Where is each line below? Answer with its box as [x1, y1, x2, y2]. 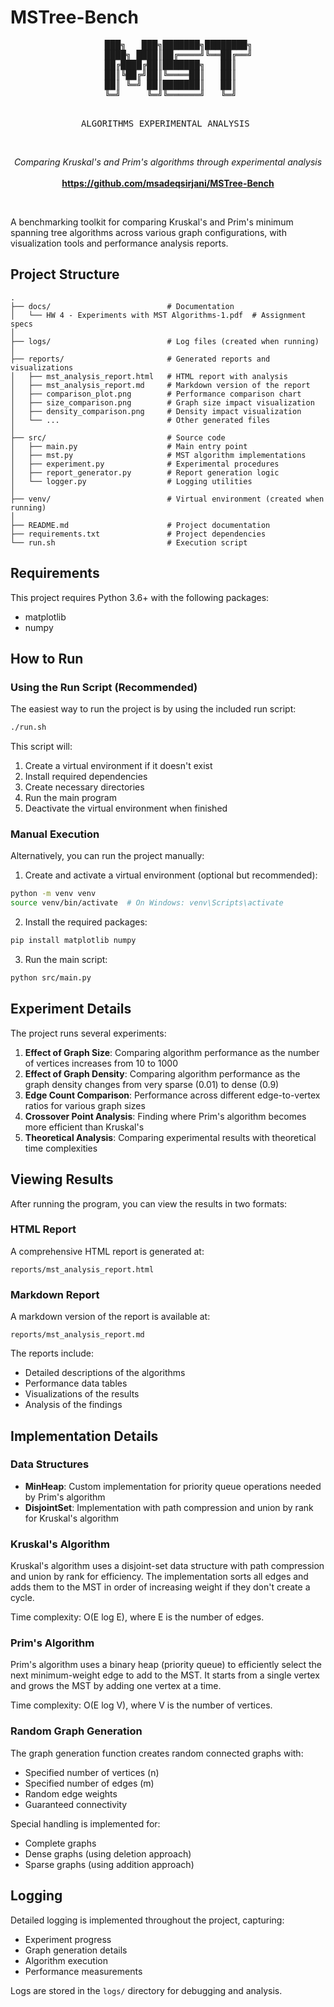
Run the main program [24, 792, 117, 804]
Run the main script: [24, 954, 108, 966]
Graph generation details [24, 1944, 128, 1956]
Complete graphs [24, 1837, 97, 1849]
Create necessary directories [24, 781, 145, 793]
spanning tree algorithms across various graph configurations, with [10, 226, 287, 238]
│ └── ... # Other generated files [10, 415, 271, 425]
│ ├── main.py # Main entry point [10, 441, 248, 451]
